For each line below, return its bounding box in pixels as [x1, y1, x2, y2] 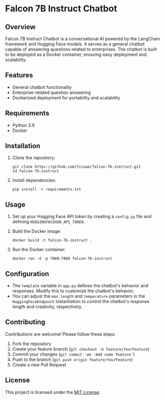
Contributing [5, 318, 45, 326]
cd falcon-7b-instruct [12, 169, 59, 174]
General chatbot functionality [12, 84, 72, 90]
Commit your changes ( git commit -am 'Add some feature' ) [12, 351, 135, 357]
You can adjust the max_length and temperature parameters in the [12, 293, 145, 299]
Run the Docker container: [12, 247, 66, 253]
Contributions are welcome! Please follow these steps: [5, 331, 116, 337]
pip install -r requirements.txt [12, 187, 82, 192]
